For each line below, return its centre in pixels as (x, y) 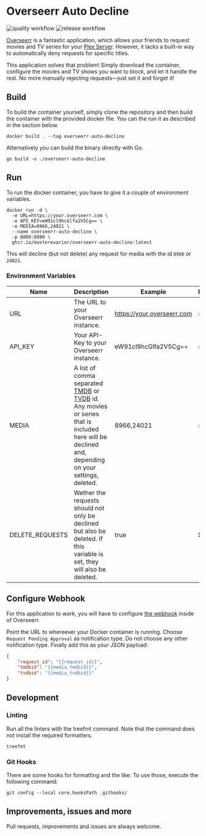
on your (85, 467)
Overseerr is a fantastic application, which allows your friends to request (98, 40)
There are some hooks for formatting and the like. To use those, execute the (102, 775)
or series (86, 413)
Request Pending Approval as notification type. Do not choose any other (97, 638)
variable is (89, 554)
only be (85, 516)
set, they (86, 562)
